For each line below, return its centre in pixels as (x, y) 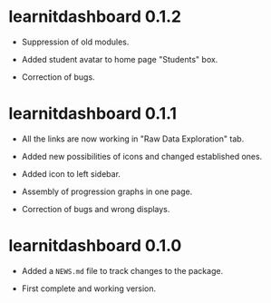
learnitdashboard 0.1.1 (93, 114)
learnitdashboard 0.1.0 (95, 246)
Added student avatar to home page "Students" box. (120, 59)
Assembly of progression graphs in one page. (107, 191)
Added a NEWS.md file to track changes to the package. (122, 270)
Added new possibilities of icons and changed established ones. (142, 156)
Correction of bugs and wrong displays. (96, 209)
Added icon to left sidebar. (71, 173)
